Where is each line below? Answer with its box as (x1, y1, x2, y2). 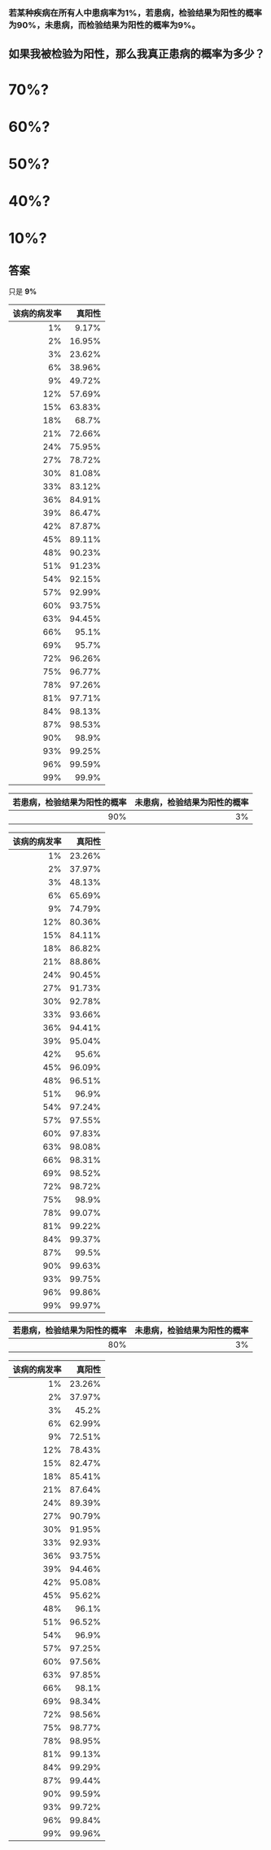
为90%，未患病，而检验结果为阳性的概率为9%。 (8, 19, 201, 30)
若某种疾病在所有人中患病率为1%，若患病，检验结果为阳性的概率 (8, 7, 263, 18)
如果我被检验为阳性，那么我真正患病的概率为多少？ (8, 47, 265, 61)
